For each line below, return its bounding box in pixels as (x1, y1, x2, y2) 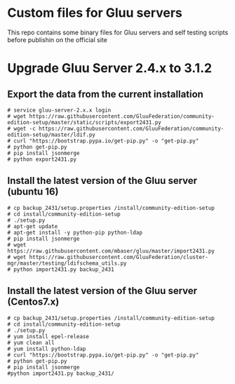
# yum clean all (7, 339, 55, 346)
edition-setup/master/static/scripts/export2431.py (7, 119, 161, 126)
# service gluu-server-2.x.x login (7, 107, 112, 114)
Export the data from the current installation (7, 88, 203, 100)
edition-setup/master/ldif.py (7, 131, 96, 138)
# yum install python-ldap (7, 345, 86, 352)
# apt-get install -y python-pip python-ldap (7, 229, 142, 236)
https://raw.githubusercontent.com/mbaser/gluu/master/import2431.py (7, 247, 215, 254)
